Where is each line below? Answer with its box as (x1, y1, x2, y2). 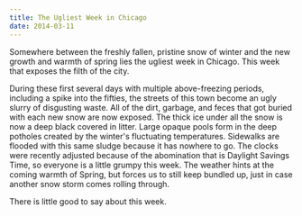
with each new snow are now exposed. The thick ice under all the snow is (9, 112, 283, 122)
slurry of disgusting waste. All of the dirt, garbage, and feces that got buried (9, 102, 293, 112)
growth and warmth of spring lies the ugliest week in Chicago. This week (9, 56, 280, 67)
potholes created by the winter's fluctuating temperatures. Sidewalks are (9, 130, 280, 141)
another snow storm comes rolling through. (9, 178, 169, 189)
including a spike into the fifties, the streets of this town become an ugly (9, 92, 278, 103)
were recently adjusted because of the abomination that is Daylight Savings (9, 149, 290, 160)
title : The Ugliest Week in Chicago (9, 13, 147, 22)
